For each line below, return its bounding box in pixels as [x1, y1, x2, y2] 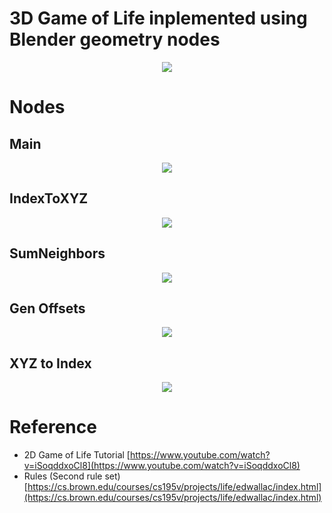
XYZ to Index [9, 355, 92, 372]
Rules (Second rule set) [23, 470, 121, 482]
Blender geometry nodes [9, 28, 221, 51]
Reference [9, 416, 97, 439]
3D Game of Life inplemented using [9, 7, 308, 30]
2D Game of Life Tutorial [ [23, 449, 131, 461]
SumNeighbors [9, 245, 106, 262]
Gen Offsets [9, 300, 86, 317]
